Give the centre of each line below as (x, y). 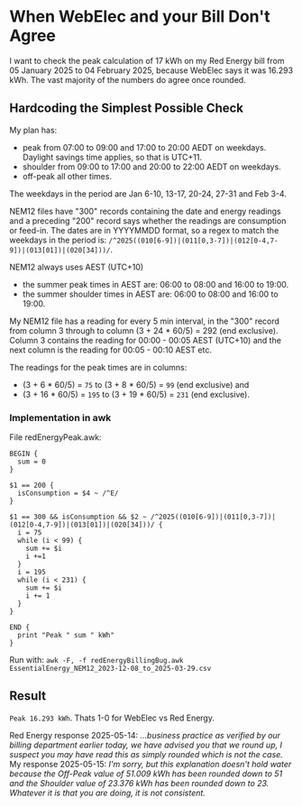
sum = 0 (32, 462)
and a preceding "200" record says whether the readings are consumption (148, 220)
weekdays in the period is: (58, 240)
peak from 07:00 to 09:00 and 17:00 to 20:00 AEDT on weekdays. (144, 147)
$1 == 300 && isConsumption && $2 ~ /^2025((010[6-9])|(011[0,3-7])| (143, 517)
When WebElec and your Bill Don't (140, 17)
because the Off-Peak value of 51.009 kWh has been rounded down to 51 (146, 774)
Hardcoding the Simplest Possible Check (126, 109)
